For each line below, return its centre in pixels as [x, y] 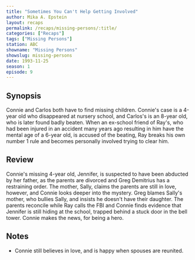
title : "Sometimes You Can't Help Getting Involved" [72, 11]
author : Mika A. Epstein [37, 17]
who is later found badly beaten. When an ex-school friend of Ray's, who [95, 123]
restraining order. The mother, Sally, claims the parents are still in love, [91, 186]
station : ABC [22, 45]
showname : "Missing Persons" [42, 50]
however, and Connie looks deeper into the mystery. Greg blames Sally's [94, 193]
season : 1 [18, 66]
